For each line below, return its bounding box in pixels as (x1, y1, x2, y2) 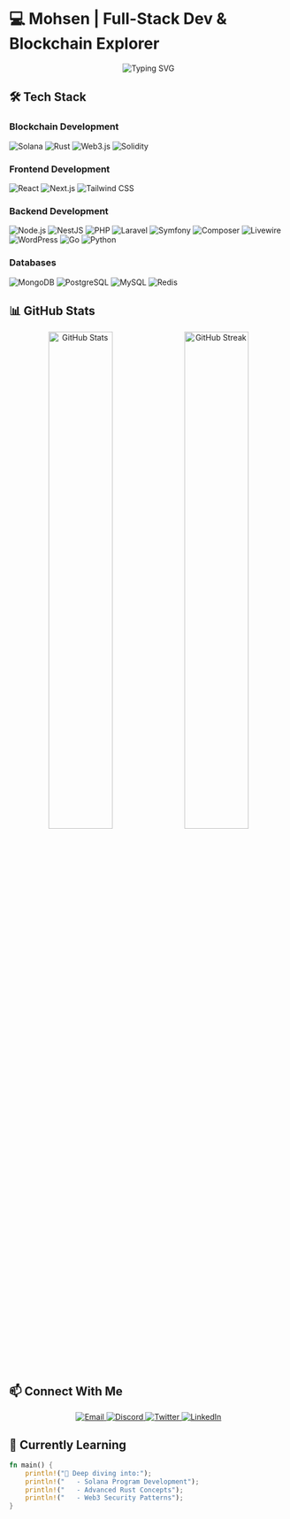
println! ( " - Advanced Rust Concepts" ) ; (25, 1485, 184, 1494)
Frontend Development (9, 163, 111, 175)
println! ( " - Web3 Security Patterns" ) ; (25, 1493, 184, 1502)
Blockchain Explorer (9, 34, 160, 54)
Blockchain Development (9, 120, 119, 133)
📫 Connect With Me (9, 1384, 124, 1399)
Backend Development (9, 204, 109, 217)
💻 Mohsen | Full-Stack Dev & (9, 9, 227, 29)
